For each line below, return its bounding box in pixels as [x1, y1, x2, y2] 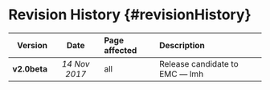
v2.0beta [12, 63, 48, 74]
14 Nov [61, 58, 90, 69]
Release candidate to [159, 58, 239, 69]
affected [104, 44, 137, 55]
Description [159, 39, 205, 51]
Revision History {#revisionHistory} [8, 6, 252, 24]
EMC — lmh [159, 68, 204, 80]
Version [17, 39, 48, 51]
